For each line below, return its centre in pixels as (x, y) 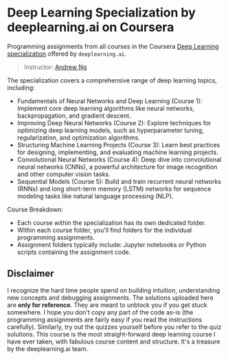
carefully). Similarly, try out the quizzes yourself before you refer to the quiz (114, 327)
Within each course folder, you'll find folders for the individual (104, 230)
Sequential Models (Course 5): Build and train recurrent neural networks (119, 181)
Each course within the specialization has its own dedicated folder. (111, 222)
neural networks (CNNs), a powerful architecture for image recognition (117, 167)
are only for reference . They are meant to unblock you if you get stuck (107, 305)
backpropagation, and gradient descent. (74, 116)
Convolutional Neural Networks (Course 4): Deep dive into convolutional (119, 159)
